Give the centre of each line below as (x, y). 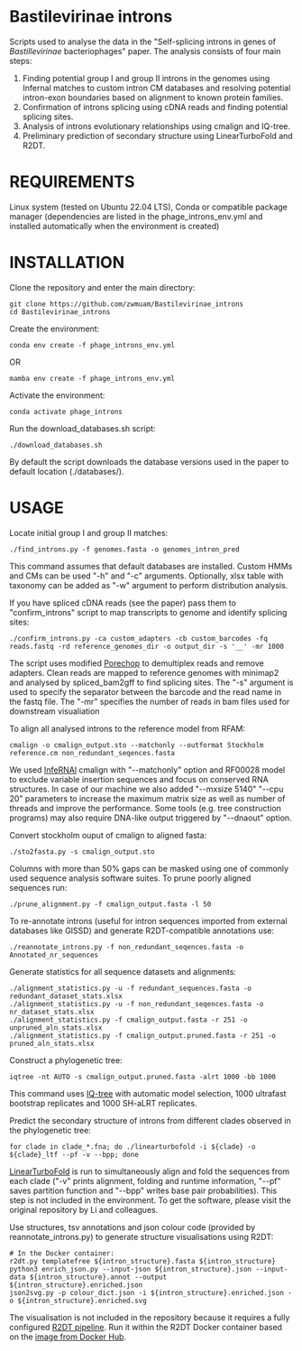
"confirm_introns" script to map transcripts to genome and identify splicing (148, 612)
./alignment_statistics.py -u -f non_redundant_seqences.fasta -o (137, 1004)
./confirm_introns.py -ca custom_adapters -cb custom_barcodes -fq (139, 638)
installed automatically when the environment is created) (114, 226)
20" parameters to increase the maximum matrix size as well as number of (147, 798)
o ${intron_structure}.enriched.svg (78, 1300)
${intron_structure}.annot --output (98, 1277)
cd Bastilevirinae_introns (60, 312)
